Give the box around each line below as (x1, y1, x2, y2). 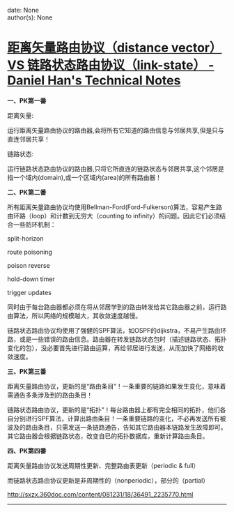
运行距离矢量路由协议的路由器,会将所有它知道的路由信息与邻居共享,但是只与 (7, 126, 225, 135)
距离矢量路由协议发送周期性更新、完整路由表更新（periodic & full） (7, 461, 200, 469)
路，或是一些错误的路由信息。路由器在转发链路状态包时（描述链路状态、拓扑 (7, 335, 227, 343)
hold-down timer (7, 275, 56, 283)
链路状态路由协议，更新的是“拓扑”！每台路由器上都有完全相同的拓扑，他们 (7, 405, 221, 414)
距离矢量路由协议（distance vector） (7, 40, 222, 56)
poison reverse (7, 261, 50, 269)
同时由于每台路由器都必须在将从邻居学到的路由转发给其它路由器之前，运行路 (7, 303, 227, 311)
